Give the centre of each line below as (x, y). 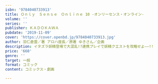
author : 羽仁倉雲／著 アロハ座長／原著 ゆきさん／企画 (55, 42)
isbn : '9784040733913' (28, 10)
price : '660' (19, 51)
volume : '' (16, 19)
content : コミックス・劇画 (30, 70)
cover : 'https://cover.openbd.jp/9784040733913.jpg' (60, 38)
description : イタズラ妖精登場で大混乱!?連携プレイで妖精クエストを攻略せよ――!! (79, 46)
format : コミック (21, 65)
